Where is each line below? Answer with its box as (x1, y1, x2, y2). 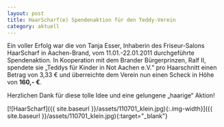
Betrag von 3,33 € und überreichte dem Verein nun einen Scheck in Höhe (7, 71, 214, 79)
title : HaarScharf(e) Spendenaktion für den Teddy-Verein (7, 16, 176, 23)
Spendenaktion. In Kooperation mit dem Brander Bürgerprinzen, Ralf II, (7, 56, 206, 65)
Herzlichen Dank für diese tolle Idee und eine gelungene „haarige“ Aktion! (7, 91, 215, 100)
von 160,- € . (7, 78, 42, 86)
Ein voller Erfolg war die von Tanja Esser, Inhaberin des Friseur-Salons (7, 42, 205, 50)
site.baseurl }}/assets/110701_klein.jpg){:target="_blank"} (7, 112, 168, 120)
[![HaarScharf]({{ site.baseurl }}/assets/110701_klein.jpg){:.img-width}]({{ (7, 104, 213, 113)
